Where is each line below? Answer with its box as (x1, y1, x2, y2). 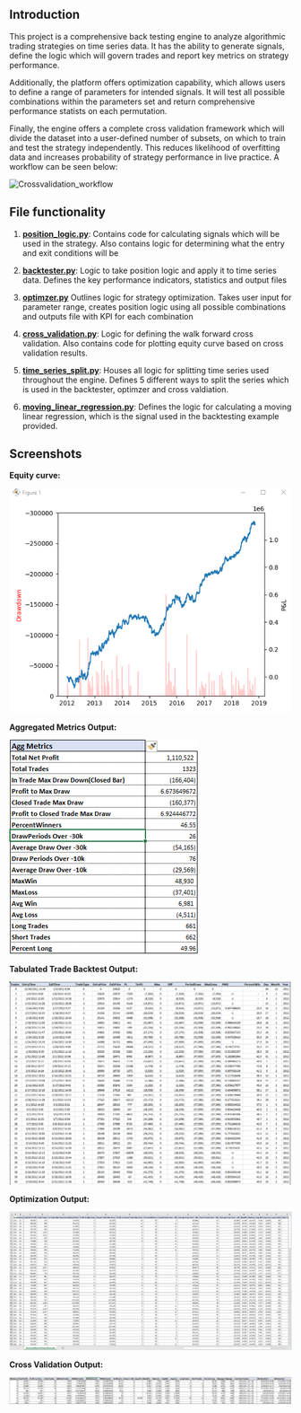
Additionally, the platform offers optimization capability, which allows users (9, 76, 286, 88)
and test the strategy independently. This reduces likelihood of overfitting (9, 142, 280, 153)
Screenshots (9, 446, 82, 461)
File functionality (9, 205, 106, 220)
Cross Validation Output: (9, 1359, 104, 1370)
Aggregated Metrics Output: (9, 722, 117, 733)
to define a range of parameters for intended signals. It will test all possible (9, 86, 285, 97)
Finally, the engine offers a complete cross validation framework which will (9, 123, 285, 134)
